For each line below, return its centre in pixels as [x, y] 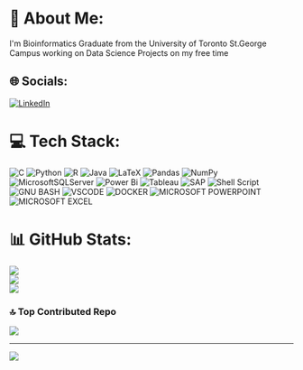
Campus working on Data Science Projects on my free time [119, 52]
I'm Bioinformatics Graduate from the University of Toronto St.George [138, 43]
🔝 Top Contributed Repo [63, 311]
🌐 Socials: [39, 82]
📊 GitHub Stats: [71, 239]
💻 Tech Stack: [65, 141]
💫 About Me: [57, 18]
